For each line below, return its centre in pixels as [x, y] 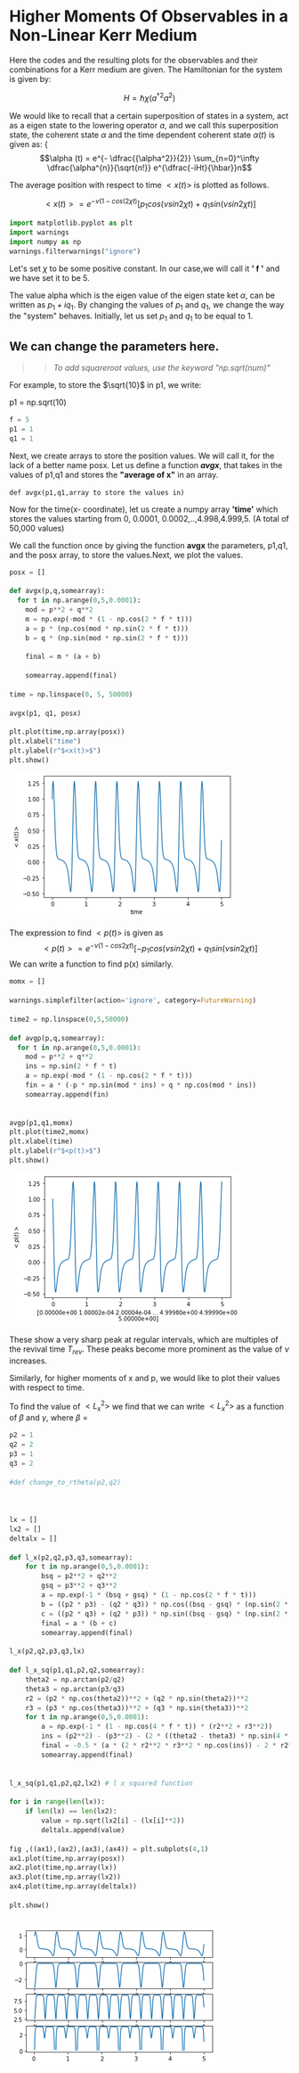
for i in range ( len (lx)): [57, 1802]
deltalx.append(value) [83, 1830]
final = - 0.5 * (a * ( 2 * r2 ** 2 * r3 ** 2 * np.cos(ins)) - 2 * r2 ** [169, 1746]
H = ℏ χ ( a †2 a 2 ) [149, 97]
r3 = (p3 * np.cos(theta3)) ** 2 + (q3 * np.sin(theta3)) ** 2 [137, 1708]
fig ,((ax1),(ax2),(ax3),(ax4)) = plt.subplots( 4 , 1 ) [109, 1849]
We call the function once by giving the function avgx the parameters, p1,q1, [149, 545]
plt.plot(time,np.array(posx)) [67, 732]
